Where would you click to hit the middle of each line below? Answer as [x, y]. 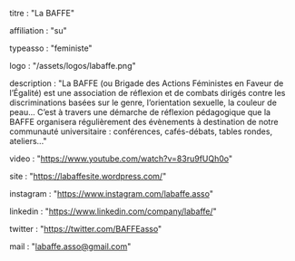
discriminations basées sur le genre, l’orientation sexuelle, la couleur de [143, 102]
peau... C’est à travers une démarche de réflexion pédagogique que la [140, 112]
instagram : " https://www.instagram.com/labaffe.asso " [111, 193]
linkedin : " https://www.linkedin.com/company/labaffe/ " [113, 211]
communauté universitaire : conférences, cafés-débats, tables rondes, [141, 131]
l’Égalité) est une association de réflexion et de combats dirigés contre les [147, 93]
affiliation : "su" [38, 30]
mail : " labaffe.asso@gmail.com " [70, 246]
